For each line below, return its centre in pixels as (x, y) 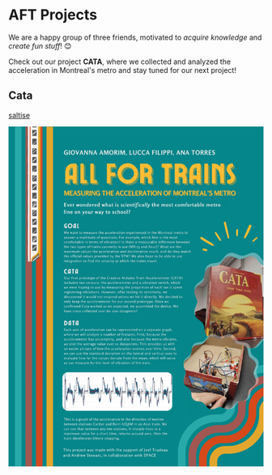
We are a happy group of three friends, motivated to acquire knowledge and (135, 37)
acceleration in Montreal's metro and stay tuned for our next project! (123, 70)
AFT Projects (53, 15)
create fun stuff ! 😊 (40, 45)
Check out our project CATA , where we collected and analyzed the (120, 61)
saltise (19, 115)
